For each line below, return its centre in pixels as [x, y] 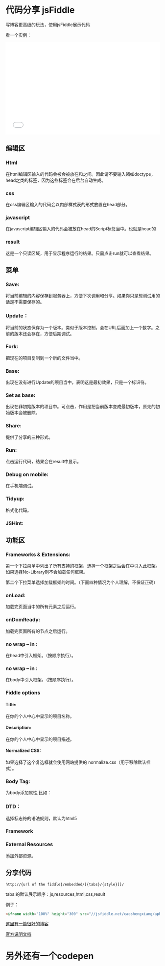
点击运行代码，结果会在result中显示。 [44, 461]
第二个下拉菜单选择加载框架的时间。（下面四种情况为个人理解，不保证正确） [82, 582]
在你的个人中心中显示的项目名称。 [40, 716]
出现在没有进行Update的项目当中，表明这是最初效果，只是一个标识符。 [77, 382]
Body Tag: [18, 781]
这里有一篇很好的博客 [27, 924]
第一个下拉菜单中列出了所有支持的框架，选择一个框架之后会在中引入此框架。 [83, 566]
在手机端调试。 [21, 486]
